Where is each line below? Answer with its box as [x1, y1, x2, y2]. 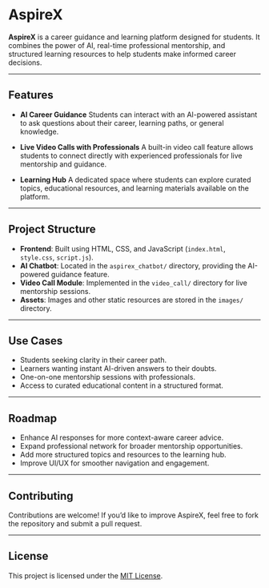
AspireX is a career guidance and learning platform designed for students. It [8, 32, 260, 42]
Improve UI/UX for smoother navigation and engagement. [19, 458, 210, 468]
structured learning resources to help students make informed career [8, 49, 236, 58]
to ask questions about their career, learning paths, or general [19, 118, 224, 127]
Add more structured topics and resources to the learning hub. [19, 450, 227, 460]
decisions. [8, 58, 42, 67]
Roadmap [8, 411, 58, 425]
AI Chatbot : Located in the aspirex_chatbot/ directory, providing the [19, 260, 247, 270]
